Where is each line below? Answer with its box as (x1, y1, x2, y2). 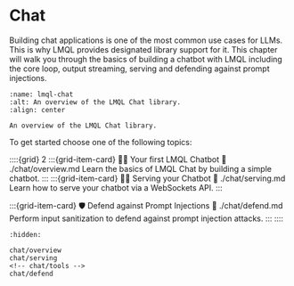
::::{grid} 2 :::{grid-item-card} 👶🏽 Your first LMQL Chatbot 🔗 (9, 153, 227, 165)
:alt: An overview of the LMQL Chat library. (9, 97, 181, 107)
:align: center (9, 105, 66, 114)
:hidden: (9, 230, 42, 239)
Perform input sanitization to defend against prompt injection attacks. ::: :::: (9, 213, 283, 224)
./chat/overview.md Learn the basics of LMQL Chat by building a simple (9, 163, 272, 174)
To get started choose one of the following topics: (9, 136, 192, 147)
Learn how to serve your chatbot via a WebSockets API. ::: (9, 182, 223, 192)
